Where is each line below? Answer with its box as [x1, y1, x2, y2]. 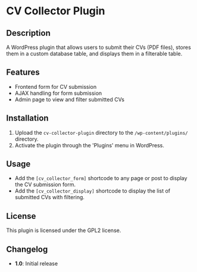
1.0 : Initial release [14, 260, 58, 267]
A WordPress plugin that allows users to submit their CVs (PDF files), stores [6, 44, 192, 51]
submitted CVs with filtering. [14, 194, 85, 201]
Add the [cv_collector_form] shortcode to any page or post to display [14, 175, 187, 182]
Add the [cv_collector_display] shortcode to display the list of [14, 187, 171, 194]
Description [6, 28, 51, 38]
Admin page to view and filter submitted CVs [14, 95, 125, 103]
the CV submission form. [14, 181, 76, 188]
